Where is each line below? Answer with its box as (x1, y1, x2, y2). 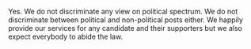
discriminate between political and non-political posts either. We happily (8, 15, 244, 24)
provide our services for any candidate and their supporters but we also (8, 24, 243, 32)
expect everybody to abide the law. (8, 32, 124, 41)
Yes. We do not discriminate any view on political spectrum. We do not (8, 7, 238, 16)
